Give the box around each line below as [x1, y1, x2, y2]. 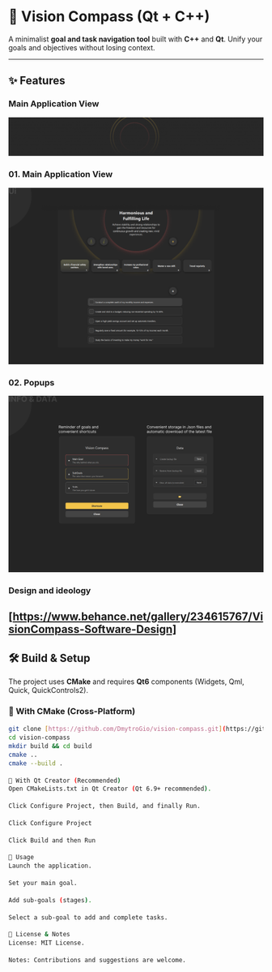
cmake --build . [8, 759, 63, 768]
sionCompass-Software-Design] [8, 622, 176, 636]
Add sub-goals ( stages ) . [8, 896, 92, 904]
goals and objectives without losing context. [8, 42, 155, 52]
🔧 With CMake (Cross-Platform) [8, 705, 136, 716]
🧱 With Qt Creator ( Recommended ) [8, 776, 121, 785]
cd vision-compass [8, 733, 70, 742]
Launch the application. [8, 862, 92, 871]
